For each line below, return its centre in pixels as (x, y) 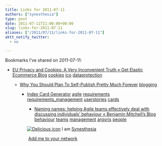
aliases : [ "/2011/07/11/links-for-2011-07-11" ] (55, 33)
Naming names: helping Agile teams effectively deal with (92, 109)
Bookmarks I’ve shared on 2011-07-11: (44, 60)
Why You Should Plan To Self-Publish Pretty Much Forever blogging (88, 84)
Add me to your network (53, 138)
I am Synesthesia (79, 129)
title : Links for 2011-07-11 (35, 10)
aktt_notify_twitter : (27, 37)
